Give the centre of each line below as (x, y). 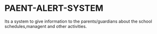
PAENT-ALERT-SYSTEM (54, 8)
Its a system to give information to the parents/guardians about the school (78, 21)
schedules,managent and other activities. (46, 26)
